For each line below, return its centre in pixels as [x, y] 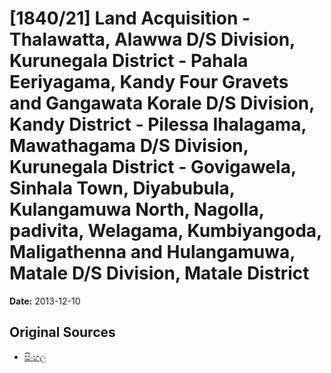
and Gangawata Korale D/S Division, [162, 103]
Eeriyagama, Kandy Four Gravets [149, 82]
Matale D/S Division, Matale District [159, 273]
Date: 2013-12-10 [45, 301]
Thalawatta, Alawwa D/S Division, [152, 39]
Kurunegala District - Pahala [129, 61]
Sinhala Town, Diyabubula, [122, 188]
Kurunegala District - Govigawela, [153, 167]
